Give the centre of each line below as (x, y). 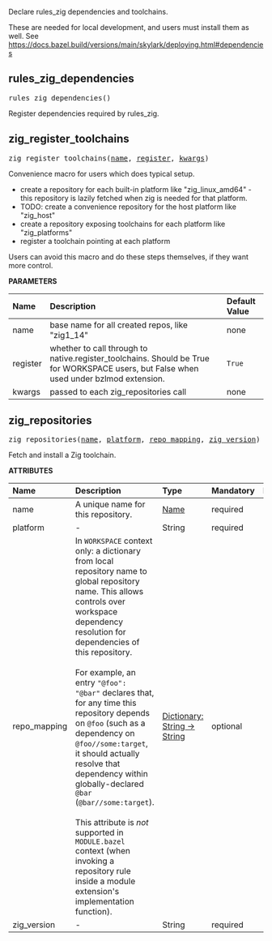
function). (94, 912)
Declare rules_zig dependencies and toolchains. (88, 12)
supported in (100, 832)
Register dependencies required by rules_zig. (84, 113)
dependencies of (108, 642)
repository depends (113, 713)
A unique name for (110, 504)
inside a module (106, 881)
